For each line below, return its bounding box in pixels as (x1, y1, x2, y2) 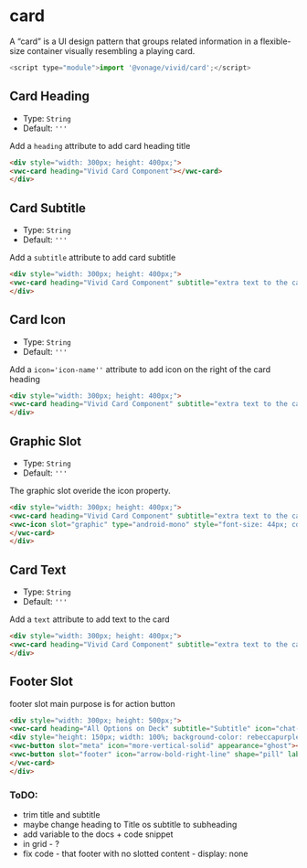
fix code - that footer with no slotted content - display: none (22, 848, 249, 859)
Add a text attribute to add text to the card (9, 614, 171, 625)
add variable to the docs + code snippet (22, 829, 174, 840)
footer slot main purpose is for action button (9, 698, 175, 709)
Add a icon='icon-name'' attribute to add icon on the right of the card (9, 363, 271, 375)
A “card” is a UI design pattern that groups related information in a (9, 36, 259, 47)
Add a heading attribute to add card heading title (9, 140, 191, 151)
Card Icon (9, 312, 67, 327)
